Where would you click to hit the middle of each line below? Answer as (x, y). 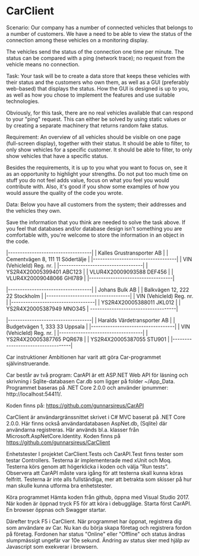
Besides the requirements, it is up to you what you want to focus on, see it (97, 167)
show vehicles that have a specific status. (57, 156)
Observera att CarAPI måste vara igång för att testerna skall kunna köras (95, 473)
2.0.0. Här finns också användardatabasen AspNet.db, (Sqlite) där (87, 423)
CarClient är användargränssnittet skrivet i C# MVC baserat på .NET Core (96, 417)
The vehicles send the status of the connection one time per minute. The (95, 51)
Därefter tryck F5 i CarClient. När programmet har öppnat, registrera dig (94, 521)
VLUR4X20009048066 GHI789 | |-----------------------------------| (90, 278)
